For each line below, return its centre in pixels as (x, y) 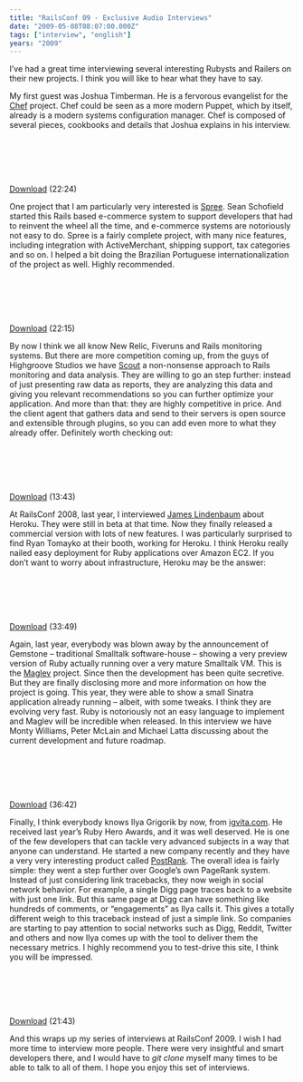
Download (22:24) (43, 189)
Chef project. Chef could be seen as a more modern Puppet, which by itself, (151, 106)
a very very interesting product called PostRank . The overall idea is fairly (145, 861)
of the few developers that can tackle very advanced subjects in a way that (149, 842)
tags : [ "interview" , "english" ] (70, 34)
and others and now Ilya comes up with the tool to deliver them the (134, 938)
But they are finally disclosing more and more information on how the (138, 683)
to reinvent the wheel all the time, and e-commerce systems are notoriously (150, 226)
